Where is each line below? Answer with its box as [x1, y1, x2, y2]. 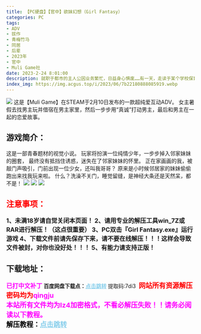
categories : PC [6, 14, 44, 20]
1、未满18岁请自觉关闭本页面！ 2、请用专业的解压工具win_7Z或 [6, 216, 185, 225]
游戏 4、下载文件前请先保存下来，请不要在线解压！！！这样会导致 [6, 234, 191, 243]
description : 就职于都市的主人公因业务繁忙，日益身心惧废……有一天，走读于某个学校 [6, 76, 189, 82]
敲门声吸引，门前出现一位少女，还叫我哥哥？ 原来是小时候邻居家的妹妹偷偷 [6, 164, 191, 171]
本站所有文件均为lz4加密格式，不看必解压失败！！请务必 [6, 301, 185, 309]
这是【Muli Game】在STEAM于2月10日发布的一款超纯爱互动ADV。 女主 [13, 98, 190, 106]
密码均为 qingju [6, 291, 54, 300]
